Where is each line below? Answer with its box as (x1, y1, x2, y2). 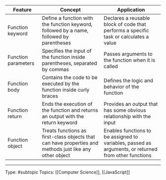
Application (117, 6, 145, 13)
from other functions (103, 152, 152, 159)
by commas (41, 66, 69, 73)
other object (41, 152, 71, 159)
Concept (60, 6, 81, 13)
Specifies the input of (41, 47, 92, 54)
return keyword (41, 119, 78, 126)
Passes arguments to (103, 50, 153, 57)
